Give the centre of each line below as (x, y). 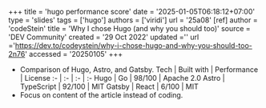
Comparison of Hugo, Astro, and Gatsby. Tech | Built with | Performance (139, 70)
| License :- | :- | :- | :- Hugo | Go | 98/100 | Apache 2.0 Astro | (123, 78)
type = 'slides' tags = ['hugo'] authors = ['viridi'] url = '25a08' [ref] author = (133, 20)
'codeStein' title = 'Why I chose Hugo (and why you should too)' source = (129, 28)
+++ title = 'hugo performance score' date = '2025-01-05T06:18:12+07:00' (131, 12)
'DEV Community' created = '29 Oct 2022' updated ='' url (104, 37)
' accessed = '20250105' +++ (74, 54)
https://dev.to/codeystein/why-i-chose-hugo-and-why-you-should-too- (133, 46)
